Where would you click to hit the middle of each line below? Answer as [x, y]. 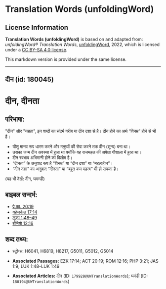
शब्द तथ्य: [17, 239]
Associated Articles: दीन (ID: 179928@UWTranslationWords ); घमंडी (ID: [80, 276]
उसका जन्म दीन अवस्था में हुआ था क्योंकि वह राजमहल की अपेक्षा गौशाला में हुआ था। [77, 152]
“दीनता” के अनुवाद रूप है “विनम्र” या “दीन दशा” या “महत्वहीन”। [62, 163]
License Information [37, 27]
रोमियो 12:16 [23, 223]
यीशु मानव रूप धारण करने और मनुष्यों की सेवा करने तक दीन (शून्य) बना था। [71, 146]
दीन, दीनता [22, 101]
